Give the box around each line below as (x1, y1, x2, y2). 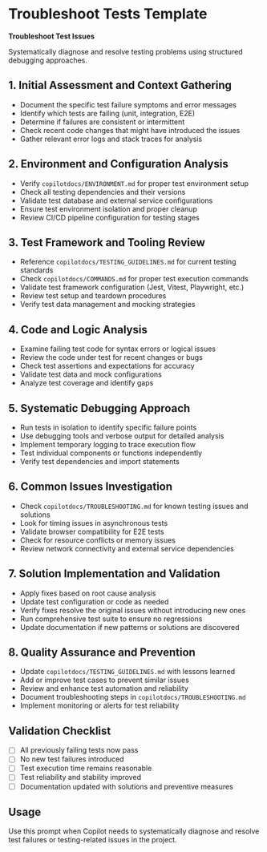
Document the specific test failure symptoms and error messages (19, 99, 237, 109)
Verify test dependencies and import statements (19, 457, 180, 466)
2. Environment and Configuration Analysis (8, 157, 229, 171)
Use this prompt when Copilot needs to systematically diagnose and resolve (8, 826, 260, 836)
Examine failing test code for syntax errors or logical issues (19, 344, 216, 353)
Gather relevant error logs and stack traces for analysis (19, 134, 203, 143)
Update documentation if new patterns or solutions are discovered (19, 622, 240, 632)
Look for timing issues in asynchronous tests (19, 518, 168, 527)
